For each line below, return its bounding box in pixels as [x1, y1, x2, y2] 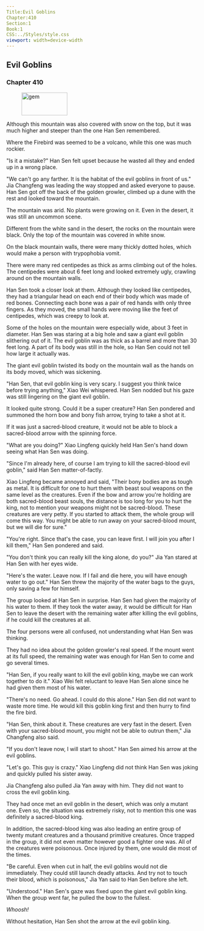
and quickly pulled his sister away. [6, 770, 93, 777]
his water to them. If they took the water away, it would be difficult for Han [6, 603, 192, 610]
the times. [6, 850, 32, 858]
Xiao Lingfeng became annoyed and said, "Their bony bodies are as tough [6, 478, 193, 485]
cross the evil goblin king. [6, 788, 71, 796]
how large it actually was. [6, 350, 70, 357]
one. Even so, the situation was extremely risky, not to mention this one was [6, 807, 197, 814]
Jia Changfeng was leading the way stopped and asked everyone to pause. [6, 181, 195, 189]
